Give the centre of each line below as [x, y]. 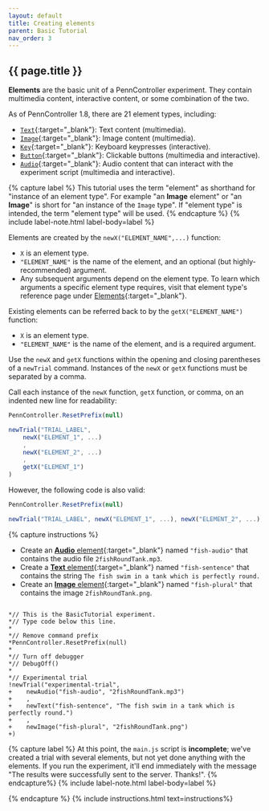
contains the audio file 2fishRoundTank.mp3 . [91, 558]
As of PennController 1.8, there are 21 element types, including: [112, 114]
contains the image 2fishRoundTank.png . [86, 593]
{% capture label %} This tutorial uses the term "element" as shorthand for [132, 188]
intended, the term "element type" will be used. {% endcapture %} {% [124, 214]
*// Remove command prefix [53, 635]
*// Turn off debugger [46, 656]
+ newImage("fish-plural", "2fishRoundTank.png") [98, 727]
